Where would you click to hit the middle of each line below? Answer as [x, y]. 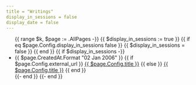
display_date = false [32, 22]
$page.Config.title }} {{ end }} [50, 70]
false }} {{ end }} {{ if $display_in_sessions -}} [70, 52]
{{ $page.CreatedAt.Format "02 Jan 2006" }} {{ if [74, 58]
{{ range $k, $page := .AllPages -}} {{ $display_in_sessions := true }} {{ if [102, 39]
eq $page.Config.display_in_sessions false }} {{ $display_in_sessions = [100, 45]
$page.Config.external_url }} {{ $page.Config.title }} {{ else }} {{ [91, 64]
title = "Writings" [30, 11]
